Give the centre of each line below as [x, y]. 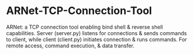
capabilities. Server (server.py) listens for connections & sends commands [97, 33]
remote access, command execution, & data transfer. [70, 46]
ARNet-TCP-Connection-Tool [79, 11]
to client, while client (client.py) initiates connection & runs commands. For [97, 39]
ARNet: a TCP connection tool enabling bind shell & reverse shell [85, 27]
